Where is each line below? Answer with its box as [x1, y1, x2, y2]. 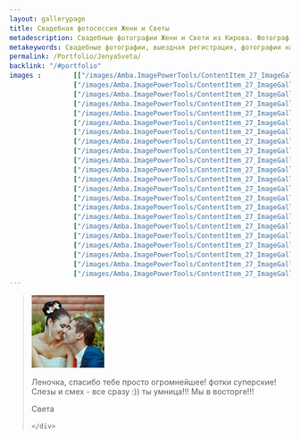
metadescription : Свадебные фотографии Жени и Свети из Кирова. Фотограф [9, 33, 290, 42]
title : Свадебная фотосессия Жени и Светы [9, 23, 170, 33]
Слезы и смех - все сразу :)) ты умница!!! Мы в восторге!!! [30, 386, 254, 397]
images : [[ [9, 72, 82, 80]
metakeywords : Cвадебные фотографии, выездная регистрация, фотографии [9, 43, 281, 52]
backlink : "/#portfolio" [9, 62, 102, 71]
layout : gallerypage [9, 14, 87, 23]
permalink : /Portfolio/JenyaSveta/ [9, 52, 142, 62]
